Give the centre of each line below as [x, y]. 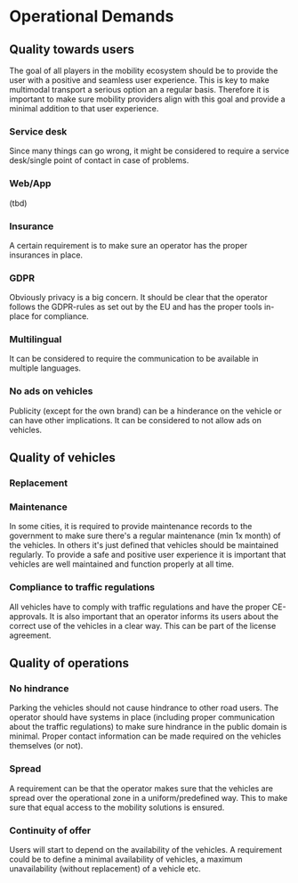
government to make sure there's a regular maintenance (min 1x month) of [145, 536]
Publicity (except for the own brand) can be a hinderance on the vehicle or [145, 411]
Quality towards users [72, 49]
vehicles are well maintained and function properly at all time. [121, 564]
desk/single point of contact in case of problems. [99, 160]
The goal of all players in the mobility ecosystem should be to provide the [144, 70]
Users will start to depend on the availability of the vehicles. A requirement [146, 849]
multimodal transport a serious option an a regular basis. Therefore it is [139, 90]
